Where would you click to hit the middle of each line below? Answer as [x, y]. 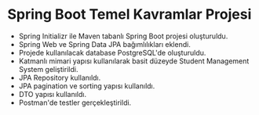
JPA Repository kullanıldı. [60, 77]
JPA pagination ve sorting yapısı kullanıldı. [87, 86]
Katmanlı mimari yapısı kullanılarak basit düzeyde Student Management [134, 61]
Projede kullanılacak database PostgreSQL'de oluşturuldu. [112, 52]
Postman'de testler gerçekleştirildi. [75, 102]
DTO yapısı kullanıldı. [53, 94]
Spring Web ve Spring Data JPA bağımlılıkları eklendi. [105, 44]
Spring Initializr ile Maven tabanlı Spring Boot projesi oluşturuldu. [123, 36]
